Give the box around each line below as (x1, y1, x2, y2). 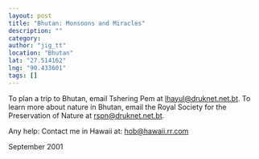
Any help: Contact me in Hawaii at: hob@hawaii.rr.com (8, 126, 189, 136)
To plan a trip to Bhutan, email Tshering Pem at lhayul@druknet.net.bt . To (8, 93, 251, 103)
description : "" (8, 26, 63, 35)
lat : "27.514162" (8, 57, 67, 65)
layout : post (8, 11, 52, 20)
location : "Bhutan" (8, 49, 74, 57)
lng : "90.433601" (8, 64, 67, 72)
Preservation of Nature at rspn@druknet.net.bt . (8, 110, 165, 120)
